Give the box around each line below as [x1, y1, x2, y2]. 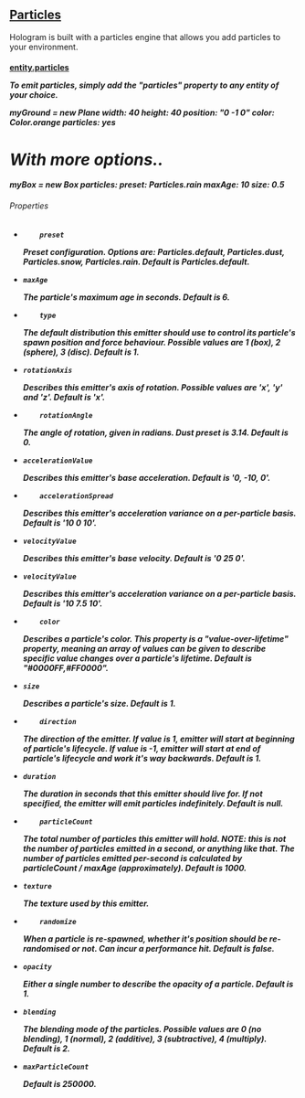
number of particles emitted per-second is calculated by [22, 852, 243, 863]
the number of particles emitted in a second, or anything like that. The [22, 843, 295, 854]
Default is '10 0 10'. [22, 517, 98, 528]
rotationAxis [22, 366, 73, 375]
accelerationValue [22, 456, 93, 465]
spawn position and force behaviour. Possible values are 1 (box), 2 [22, 336, 281, 347]
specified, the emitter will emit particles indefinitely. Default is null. [22, 797, 284, 808]
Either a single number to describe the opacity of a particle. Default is [22, 978, 294, 989]
